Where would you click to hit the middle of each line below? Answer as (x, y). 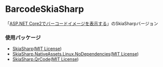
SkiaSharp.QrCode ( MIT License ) (45, 59)
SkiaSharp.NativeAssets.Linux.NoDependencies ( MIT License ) (76, 54)
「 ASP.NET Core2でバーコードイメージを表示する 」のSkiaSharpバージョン (81, 23)
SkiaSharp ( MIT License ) (37, 49)
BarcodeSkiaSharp (45, 9)
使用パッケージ (23, 37)
